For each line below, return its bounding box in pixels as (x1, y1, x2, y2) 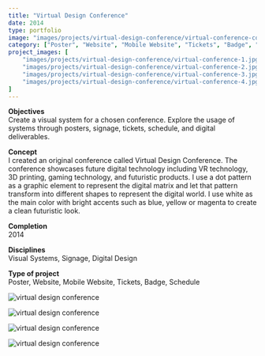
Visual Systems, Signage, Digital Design (8, 254, 138, 263)
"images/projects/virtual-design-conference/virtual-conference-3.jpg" (22, 70, 263, 78)
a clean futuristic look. (8, 206, 80, 216)
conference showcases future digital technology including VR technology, (8, 164, 248, 174)
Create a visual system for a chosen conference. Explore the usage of (8, 116, 235, 125)
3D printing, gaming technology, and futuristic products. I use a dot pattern (8, 172, 252, 182)
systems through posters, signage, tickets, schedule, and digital (8, 123, 216, 133)
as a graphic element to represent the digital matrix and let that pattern (8, 181, 238, 191)
